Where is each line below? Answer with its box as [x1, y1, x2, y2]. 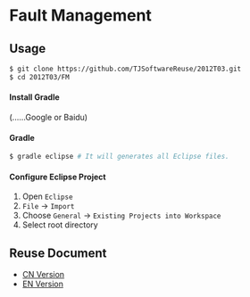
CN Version [21, 269, 65, 280]
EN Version [21, 278, 64, 290]
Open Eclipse [21, 191, 73, 202]
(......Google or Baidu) [9, 111, 87, 122]
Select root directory [21, 219, 98, 230]
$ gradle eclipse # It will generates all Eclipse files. [9, 153, 229, 161]
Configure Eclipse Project [9, 171, 106, 182]
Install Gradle [9, 92, 60, 103]
